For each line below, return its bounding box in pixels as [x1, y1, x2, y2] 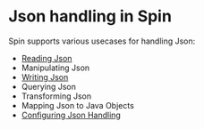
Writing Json [21, 71, 69, 82]
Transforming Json [21, 91, 91, 101]
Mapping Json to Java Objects [21, 100, 135, 110]
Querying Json [21, 81, 77, 92]
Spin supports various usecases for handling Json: [8, 36, 196, 46]
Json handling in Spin [8, 6, 172, 27]
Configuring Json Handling [21, 109, 122, 120]
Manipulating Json [21, 62, 90, 73]
